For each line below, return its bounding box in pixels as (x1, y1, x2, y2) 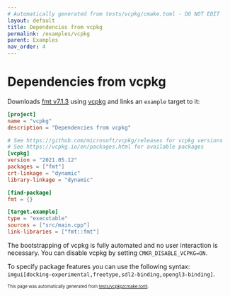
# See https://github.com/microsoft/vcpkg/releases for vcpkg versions (7, 137, 223, 144)
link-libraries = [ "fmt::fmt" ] (7, 228, 100, 236)
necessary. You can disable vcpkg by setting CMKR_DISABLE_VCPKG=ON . (7, 249, 207, 257)
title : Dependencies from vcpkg (7, 23, 103, 30)
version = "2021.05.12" (7, 156, 78, 164)
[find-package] (7, 189, 52, 196)
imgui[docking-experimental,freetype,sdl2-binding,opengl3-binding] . (7, 270, 216, 278)
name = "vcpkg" (7, 118, 52, 125)
